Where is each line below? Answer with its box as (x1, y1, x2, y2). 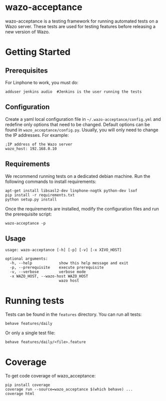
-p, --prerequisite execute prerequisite (9, 265, 104, 270)
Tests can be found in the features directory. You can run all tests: (5, 311, 142, 317)
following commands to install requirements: (5, 178, 96, 184)
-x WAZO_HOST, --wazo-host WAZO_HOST (9, 274, 88, 279)
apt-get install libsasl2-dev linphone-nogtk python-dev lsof (5, 188, 137, 193)
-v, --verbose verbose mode (9, 270, 86, 275)
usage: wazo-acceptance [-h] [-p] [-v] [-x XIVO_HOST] (5, 248, 122, 253)
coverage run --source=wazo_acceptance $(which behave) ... (5, 387, 133, 392)
